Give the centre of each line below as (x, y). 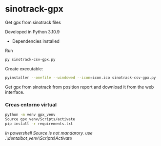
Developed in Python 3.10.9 (32, 32)
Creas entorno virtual (31, 104)
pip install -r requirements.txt (39, 124)
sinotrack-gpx (34, 9)
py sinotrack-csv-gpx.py (30, 59)
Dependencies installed (36, 41)
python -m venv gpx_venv (30, 114)
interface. (15, 92)
